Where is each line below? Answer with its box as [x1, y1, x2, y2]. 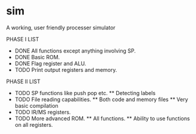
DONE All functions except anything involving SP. [14, 47, 136, 54]
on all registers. [14, 121, 53, 128]
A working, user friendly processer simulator [6, 24, 116, 31]
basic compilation [14, 102, 58, 109]
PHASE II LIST [6, 78, 41, 85]
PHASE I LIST [6, 35, 39, 42]
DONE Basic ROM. [14, 53, 60, 60]
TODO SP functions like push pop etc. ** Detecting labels [14, 89, 156, 96]
